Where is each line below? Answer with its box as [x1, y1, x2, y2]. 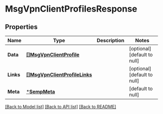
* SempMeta [26, 88, 55, 95]
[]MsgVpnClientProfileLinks [26, 71, 92, 78]
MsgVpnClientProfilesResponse [5, 3, 137, 15]
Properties [5, 23, 38, 31]
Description [97, 37, 125, 44]
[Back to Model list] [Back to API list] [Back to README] [5, 104, 116, 110]
